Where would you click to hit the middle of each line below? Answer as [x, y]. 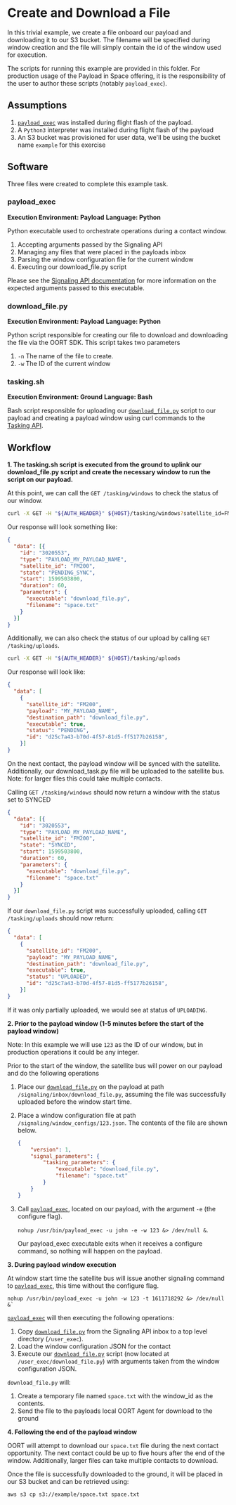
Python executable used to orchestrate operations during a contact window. [117, 230]
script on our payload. [40, 480]
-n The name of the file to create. [65, 356]
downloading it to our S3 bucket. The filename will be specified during [109, 39]
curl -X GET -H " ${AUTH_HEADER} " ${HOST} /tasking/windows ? [96, 514]
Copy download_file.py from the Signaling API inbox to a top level [112, 1331]
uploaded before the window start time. [74, 1102]
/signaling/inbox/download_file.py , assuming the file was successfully [122, 1094]
